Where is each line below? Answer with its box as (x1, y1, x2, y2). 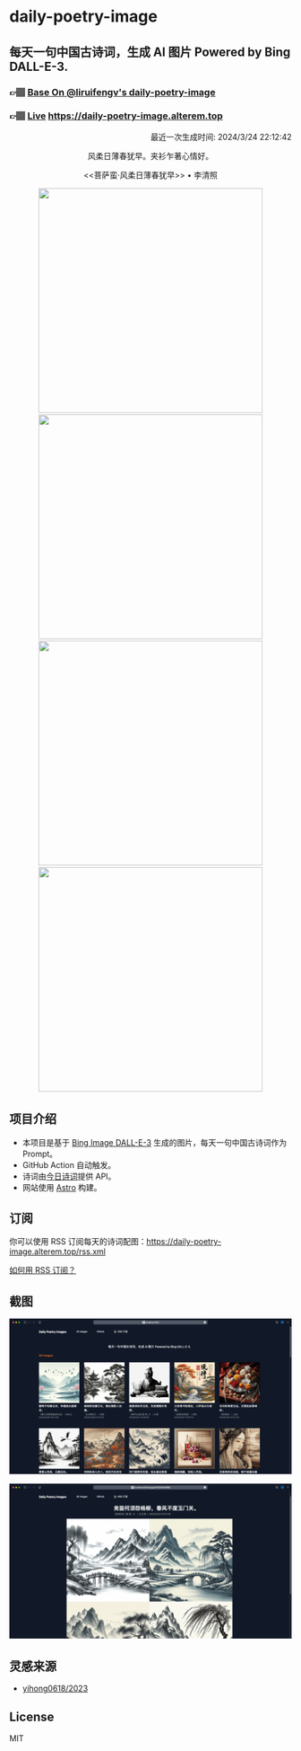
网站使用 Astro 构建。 (21, 1181, 102, 1192)
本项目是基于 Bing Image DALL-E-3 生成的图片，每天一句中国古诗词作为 (21, 1136, 288, 1147)
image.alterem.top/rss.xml (9, 1246, 106, 1257)
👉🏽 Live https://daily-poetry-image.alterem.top (9, 110, 223, 122)
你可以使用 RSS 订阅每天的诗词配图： (9, 1236, 147, 1247)
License (9, 1709, 55, 1724)
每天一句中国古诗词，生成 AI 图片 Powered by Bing (9, 44, 291, 59)
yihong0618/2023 (21, 1683, 89, 1694)
